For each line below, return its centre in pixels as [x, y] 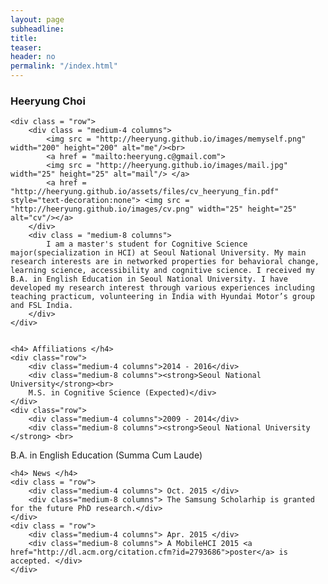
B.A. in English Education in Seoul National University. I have [149, 279]
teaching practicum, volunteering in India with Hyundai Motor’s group [162, 297]
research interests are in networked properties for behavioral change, [165, 262]
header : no [33, 57]
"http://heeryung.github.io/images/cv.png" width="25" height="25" [154, 209]
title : [24, 38]
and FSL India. [42, 306]
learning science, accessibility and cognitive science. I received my [162, 271]
